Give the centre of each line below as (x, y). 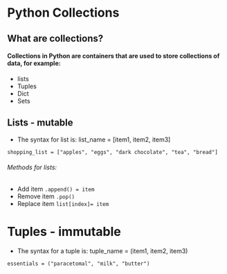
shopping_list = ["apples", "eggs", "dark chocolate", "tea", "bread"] (112, 152)
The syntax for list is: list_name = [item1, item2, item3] (94, 139)
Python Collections (63, 13)
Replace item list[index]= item (63, 203)
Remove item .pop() (46, 196)
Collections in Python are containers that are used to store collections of (113, 56)
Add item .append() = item (56, 189)
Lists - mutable (40, 123)
